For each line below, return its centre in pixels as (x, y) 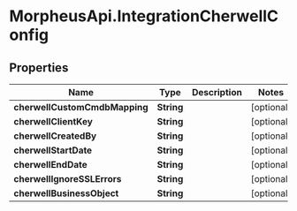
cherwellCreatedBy (55, 136)
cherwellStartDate (53, 150)
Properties (39, 68)
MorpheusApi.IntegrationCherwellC (144, 16)
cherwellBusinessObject (66, 193)
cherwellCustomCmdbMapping (81, 107)
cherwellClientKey (53, 121)
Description (217, 92)
